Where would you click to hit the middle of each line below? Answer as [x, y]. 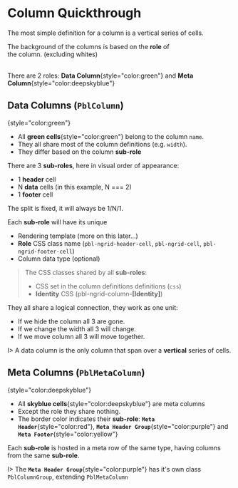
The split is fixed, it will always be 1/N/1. [65, 208]
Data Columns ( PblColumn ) [66, 106]
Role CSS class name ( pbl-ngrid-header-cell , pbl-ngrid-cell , [109, 243]
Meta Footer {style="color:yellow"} [68, 434]
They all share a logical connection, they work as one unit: [93, 307]
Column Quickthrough [74, 13]
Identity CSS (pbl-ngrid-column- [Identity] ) [99, 294]
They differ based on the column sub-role [79, 152]
